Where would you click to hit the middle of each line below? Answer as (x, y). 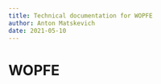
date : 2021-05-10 (37, 30)
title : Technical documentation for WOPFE (80, 16)
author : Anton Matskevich (52, 23)
